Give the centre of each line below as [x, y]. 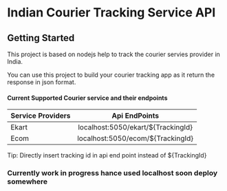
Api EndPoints [136, 116]
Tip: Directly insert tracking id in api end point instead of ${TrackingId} [107, 155]
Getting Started [41, 38]
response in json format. [42, 82]
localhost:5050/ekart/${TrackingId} [136, 127]
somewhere [28, 181]
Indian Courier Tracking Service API [111, 13]
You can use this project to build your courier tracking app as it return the [111, 75]
